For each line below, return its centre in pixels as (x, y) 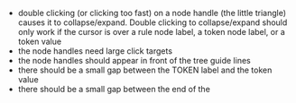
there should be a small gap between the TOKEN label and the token (145, 70)
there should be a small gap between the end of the (114, 89)
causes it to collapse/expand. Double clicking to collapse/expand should (153, 22)
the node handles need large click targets (95, 51)
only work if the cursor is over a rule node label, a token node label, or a (152, 32)
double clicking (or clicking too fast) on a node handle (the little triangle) (152, 13)
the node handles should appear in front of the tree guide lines (134, 60)
